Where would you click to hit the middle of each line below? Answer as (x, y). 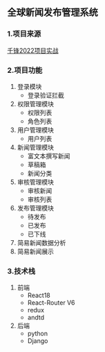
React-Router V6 (51, 303)
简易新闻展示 (35, 251)
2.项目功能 (25, 70)
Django (38, 341)
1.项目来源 (24, 34)
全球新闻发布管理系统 (52, 12)
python (38, 334)
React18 (39, 295)
